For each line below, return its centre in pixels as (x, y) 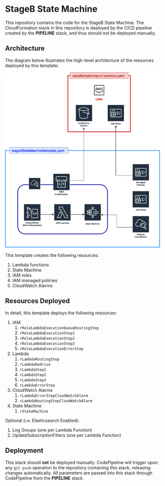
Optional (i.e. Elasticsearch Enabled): (42, 420)
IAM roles (22, 275)
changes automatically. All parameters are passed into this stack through (79, 473)
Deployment (24, 450)
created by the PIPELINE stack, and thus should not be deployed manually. (81, 33)
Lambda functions (30, 265)
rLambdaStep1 (33, 370)
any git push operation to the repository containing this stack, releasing (78, 467)
